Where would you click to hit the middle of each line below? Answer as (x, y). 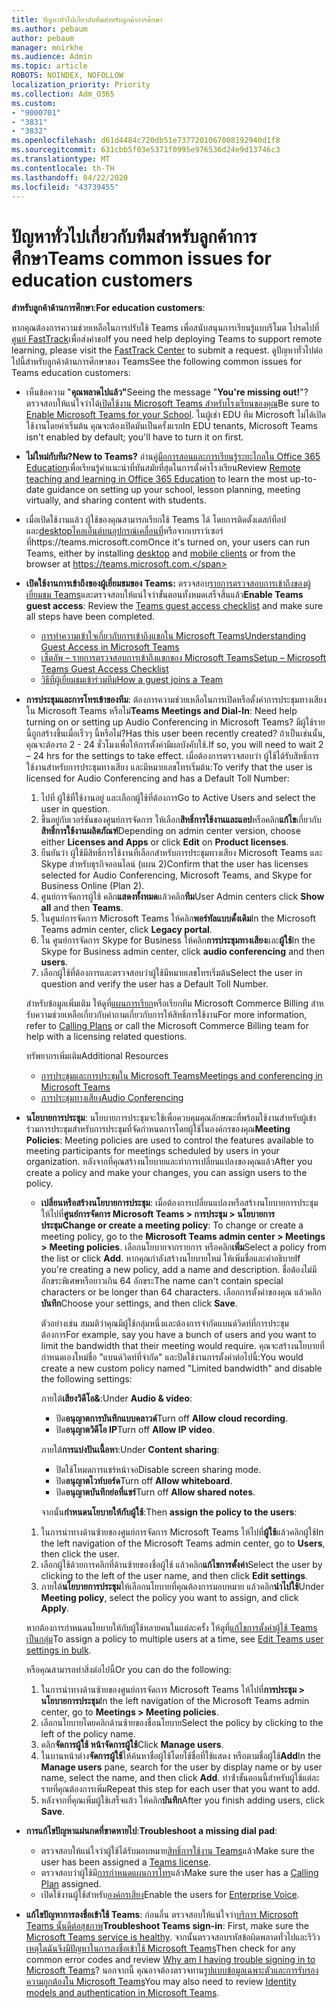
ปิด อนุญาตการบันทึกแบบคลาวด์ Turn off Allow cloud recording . (172, 1418)
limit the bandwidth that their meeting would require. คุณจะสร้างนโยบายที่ (182, 1346)
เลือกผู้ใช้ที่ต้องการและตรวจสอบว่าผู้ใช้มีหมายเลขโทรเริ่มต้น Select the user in (171, 973)
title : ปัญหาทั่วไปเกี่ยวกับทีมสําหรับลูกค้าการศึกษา (87, 19)
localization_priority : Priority (81, 85)
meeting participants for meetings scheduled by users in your (152, 1151)
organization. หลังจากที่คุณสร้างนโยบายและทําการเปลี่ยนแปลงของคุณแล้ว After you (169, 1162)
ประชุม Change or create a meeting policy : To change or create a (172, 1225)
